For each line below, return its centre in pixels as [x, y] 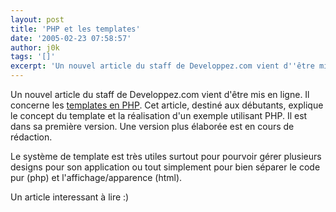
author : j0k [35, 47]
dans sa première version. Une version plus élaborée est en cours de [152, 126]
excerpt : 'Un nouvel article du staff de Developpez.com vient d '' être [162, 66]
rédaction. [31, 137]
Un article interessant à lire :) [70, 197]
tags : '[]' [33, 57]
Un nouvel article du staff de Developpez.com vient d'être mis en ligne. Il [160, 94]
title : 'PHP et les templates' [75, 29]
